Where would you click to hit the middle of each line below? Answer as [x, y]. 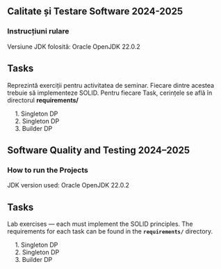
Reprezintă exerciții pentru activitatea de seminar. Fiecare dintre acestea [110, 85]
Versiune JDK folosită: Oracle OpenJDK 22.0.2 [74, 46]
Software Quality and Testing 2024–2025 [98, 150]
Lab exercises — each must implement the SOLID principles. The [100, 224]
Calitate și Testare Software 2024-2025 [95, 11]
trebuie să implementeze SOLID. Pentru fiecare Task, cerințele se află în [110, 93]
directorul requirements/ [43, 100]
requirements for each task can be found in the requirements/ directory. [110, 231]
